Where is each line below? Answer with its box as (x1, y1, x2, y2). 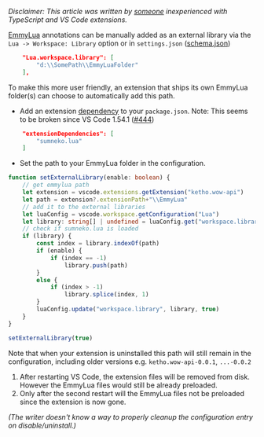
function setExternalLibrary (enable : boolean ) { (8, 174, 170, 182)
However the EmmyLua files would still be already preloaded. (19, 380, 218, 390)
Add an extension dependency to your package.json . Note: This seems (19, 106, 248, 116)
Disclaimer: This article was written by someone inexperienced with (8, 7, 228, 16)
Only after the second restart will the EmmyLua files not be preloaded (19, 388, 245, 398)
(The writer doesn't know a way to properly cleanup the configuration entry (8, 412, 254, 421)
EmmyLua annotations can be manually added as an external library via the (8, 31, 251, 39)
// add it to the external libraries (22, 203, 146, 211)
